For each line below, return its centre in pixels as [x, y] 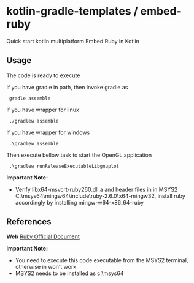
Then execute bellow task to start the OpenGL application [79, 155]
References [29, 222]
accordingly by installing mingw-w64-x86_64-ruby [80, 202]
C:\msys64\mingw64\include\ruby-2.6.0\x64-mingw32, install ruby [100, 196]
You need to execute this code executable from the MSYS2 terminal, [102, 260]
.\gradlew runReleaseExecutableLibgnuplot [64, 166]
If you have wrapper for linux [43, 110]
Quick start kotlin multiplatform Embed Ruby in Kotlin [73, 41]
